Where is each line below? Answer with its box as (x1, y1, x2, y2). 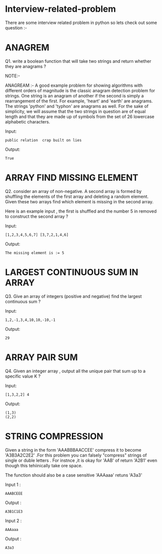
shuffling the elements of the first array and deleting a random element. (5, 193, 149, 199)
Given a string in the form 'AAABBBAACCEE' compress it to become (5, 447, 142, 453)
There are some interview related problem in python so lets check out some (5, 20, 157, 25)
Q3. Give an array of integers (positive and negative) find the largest (5, 293, 142, 299)
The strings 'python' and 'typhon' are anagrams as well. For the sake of (5, 103, 149, 109)
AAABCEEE (5, 491, 23, 496)
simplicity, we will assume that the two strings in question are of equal (5, 108, 146, 114)
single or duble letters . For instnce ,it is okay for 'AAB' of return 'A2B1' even (5, 457, 158, 463)
